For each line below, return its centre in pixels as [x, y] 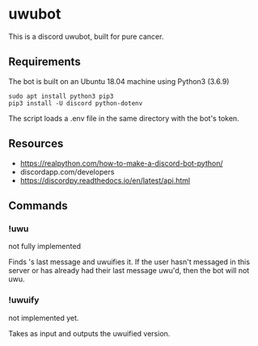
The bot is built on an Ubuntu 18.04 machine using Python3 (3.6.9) [119, 81]
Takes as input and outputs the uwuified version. [89, 333]
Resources [36, 143]
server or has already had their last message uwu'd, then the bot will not [129, 271]
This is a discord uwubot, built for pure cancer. [86, 36]
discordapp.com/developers [67, 171]
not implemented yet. [44, 318]
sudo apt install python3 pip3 [61, 96]
